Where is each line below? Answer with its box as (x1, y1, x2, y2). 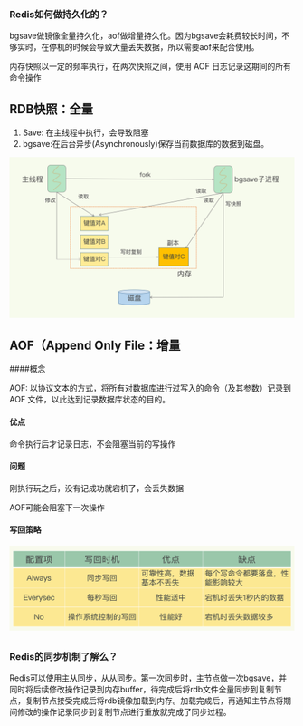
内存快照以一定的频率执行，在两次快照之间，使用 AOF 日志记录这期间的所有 (9, 61, 292, 72)
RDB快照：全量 (9, 102, 93, 117)
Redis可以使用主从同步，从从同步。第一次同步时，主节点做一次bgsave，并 (9, 673, 288, 683)
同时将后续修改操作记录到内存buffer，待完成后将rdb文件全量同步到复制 (9, 683, 274, 694)
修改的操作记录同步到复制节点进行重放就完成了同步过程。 (16, 706, 232, 717)
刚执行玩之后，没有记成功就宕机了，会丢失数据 (9, 482, 184, 493)
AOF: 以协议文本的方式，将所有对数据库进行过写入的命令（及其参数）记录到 (9, 382, 292, 393)
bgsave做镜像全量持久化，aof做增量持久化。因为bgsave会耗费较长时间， (9, 30, 282, 42)
